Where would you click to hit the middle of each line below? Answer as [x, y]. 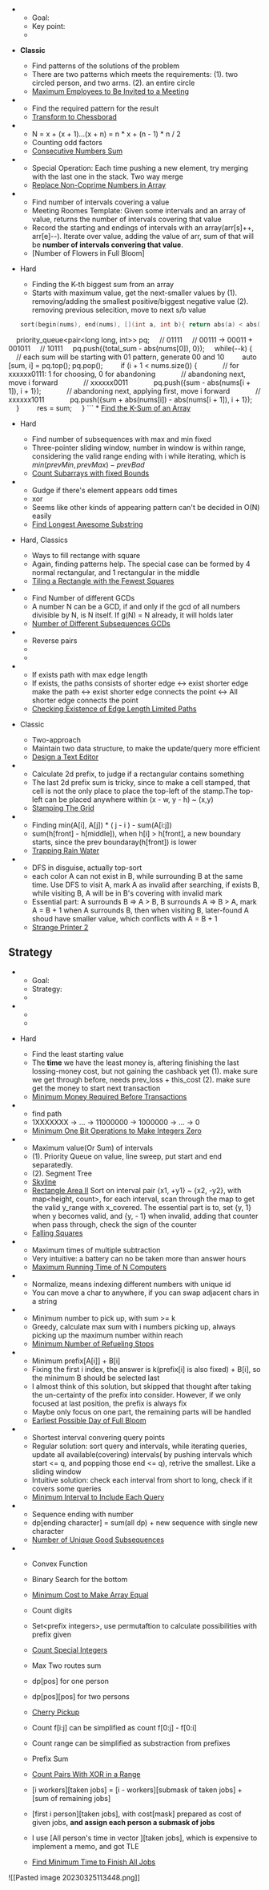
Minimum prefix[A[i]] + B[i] [76, 1361]
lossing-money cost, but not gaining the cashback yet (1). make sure [145, 1070]
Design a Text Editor [65, 757]
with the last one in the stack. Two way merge [108, 176]
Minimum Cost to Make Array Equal [90, 1595]
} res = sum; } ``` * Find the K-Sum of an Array [103, 408]
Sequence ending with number [82, 1514]
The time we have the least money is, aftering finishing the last [135, 1062]
